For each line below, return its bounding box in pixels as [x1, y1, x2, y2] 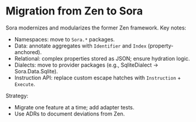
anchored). [14, 48, 42, 55]
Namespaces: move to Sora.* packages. [14, 35, 115, 43]
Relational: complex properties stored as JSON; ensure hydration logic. [14, 55, 191, 62]
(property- [147, 42, 174, 49]
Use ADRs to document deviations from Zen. [14, 110, 125, 117]
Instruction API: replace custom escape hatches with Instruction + [14, 74, 182, 81]
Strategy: [5, 92, 28, 99]
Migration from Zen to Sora [5, 4, 143, 18]
